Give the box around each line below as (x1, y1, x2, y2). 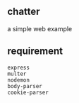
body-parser (7, 82, 42, 90)
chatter (7, 6, 40, 18)
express (7, 64, 30, 71)
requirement (7, 45, 63, 58)
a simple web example (7, 24, 73, 33)
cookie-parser (7, 89, 49, 96)
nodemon (7, 76, 30, 84)
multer (7, 70, 27, 77)
